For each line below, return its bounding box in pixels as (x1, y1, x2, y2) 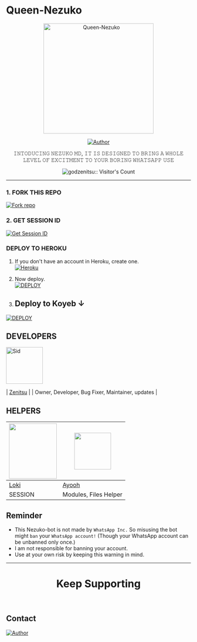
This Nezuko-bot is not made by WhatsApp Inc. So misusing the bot (14, 526, 178, 533)
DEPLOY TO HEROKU (6, 245, 67, 253)
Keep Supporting (56, 577, 141, 591)
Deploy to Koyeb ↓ (14, 299, 85, 309)
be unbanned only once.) (14, 539, 76, 546)
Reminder (6, 510, 43, 520)
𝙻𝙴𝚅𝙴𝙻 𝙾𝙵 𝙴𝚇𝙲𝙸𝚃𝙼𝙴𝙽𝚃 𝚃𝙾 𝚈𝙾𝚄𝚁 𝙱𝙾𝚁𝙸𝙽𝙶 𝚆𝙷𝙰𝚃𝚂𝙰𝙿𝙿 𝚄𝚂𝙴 (22, 156, 175, 163)
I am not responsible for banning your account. (14, 545, 128, 552)
